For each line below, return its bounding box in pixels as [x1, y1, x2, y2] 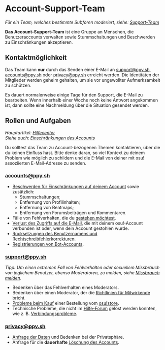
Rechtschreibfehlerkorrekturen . [12, 236, 76, 242]
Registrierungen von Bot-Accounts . [12, 241, 84, 247]
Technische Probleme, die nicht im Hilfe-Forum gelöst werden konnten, [12, 306, 157, 312]
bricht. [12, 295, 26, 301]
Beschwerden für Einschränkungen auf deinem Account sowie [12, 183, 139, 190]
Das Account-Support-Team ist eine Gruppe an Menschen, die [5, 29, 134, 34]
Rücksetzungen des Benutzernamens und [12, 230, 98, 236]
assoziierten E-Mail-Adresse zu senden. [5, 160, 87, 166]
